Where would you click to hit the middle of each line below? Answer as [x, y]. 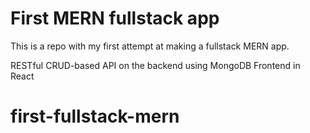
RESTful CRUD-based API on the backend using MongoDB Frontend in [155, 65]
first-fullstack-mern [95, 116]
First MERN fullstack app [115, 18]
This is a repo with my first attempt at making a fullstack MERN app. [150, 46]
